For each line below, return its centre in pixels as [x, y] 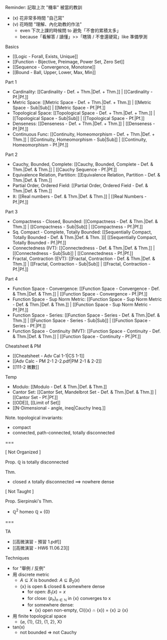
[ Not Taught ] [19, 491]
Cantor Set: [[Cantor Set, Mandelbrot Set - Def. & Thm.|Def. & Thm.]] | [84, 392]
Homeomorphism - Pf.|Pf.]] [40, 145]
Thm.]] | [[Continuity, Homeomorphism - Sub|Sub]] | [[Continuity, [80, 139]
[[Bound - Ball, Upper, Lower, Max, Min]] [54, 72]
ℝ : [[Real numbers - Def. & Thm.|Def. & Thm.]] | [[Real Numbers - [79, 196]
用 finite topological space [39, 616]
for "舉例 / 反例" [29, 568]
